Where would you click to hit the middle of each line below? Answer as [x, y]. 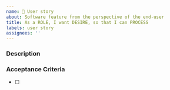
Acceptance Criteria [36, 69]
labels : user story [30, 28]
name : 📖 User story [30, 11]
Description [23, 54]
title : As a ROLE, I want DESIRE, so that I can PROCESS [77, 22]
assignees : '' [24, 33]
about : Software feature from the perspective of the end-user [85, 17]
